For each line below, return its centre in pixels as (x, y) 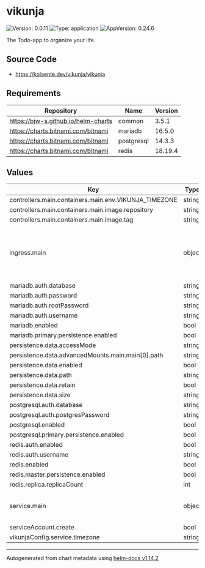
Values (20, 172)
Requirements (34, 93)
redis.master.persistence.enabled (57, 474)
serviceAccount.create (42, 528)
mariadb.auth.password (43, 296)
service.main (28, 506)
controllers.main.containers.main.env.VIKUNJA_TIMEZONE (94, 200)
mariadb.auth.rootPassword (49, 305)
